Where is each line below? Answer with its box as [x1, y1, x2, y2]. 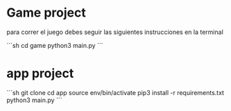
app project [6, 66, 74, 81]
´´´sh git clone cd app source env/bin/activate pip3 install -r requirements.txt [6, 88, 225, 96]
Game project [6, 5, 86, 21]
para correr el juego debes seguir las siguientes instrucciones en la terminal [6, 28, 223, 36]
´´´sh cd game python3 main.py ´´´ [6, 41, 103, 49]
